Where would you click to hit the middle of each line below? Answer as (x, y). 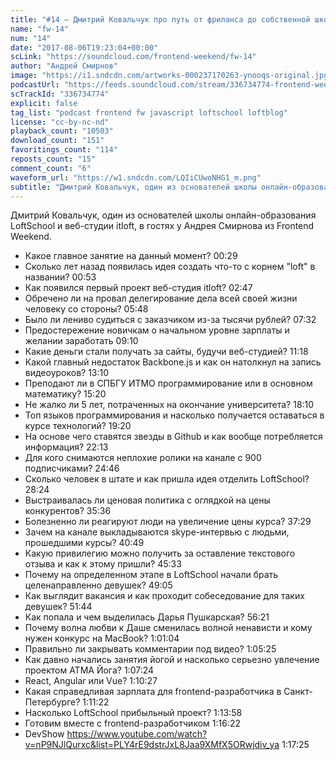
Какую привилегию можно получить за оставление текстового (160, 553)
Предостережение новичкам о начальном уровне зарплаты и (157, 330)
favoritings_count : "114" (64, 150)
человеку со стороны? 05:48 (86, 309)
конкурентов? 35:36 (68, 511)
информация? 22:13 (66, 447)
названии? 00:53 (60, 277)
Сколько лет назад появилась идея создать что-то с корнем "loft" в (170, 267)
